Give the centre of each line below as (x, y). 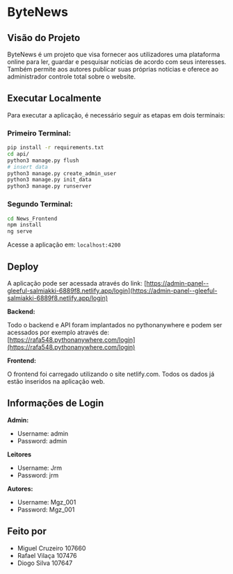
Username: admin (43, 433)
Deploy (23, 266)
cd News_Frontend (32, 219)
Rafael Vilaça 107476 (47, 555)
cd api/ (18, 154)
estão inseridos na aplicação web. (56, 381)
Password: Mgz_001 (46, 509)
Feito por (27, 531)
